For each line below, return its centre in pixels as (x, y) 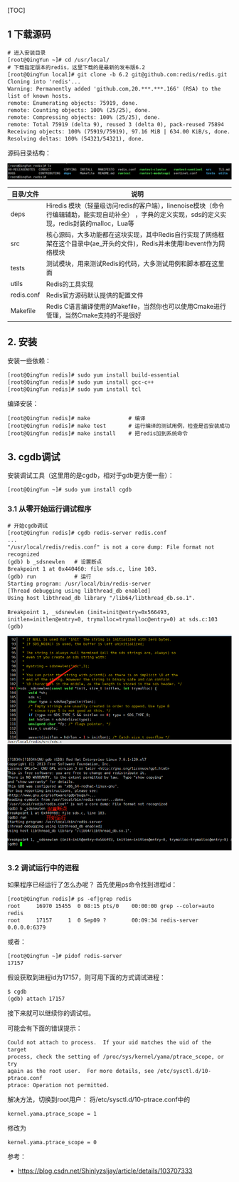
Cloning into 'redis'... (44, 81)
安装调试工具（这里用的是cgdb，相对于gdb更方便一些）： (91, 475)
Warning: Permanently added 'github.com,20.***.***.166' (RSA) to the (114, 88)
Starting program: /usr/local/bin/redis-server (79, 584)
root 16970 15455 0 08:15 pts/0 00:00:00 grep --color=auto (111, 906)
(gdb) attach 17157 (36, 999)
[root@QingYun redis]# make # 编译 (76, 418)
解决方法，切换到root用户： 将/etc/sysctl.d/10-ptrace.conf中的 (99, 1100)
